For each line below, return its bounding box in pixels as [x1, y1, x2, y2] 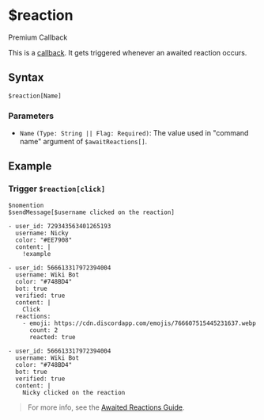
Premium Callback [8, 32, 68, 42]
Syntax [8, 71, 44, 85]
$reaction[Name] [8, 92, 62, 100]
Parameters [8, 110, 54, 121]
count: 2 [28, 326, 58, 334]
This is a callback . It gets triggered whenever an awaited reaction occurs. [8, 48, 247, 57]
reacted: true [28, 333, 77, 341]
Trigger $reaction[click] [8, 183, 106, 194]
